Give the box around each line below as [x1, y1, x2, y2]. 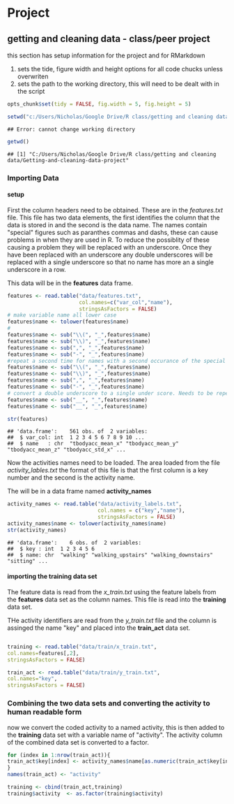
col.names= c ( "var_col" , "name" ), [79, 299, 173, 306]
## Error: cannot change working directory [7, 126, 136, 133]
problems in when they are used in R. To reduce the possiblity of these [7, 236, 210, 244]
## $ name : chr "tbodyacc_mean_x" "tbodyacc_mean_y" [7, 440, 179, 447]
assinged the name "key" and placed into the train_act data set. [7, 624, 191, 632]
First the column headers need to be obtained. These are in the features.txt [7, 206, 223, 214]
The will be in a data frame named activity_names [7, 487, 152, 496]
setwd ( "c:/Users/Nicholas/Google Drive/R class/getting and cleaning [7, 113, 214, 120]
